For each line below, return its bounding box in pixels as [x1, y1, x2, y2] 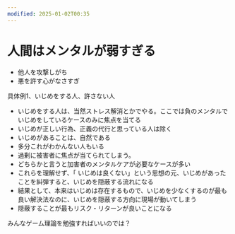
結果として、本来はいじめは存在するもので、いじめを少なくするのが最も [17, 186, 228, 194]
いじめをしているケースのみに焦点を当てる [17, 115, 141, 124]
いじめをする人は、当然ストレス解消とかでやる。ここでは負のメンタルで [17, 107, 228, 115]
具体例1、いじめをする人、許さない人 [7, 91, 115, 100]
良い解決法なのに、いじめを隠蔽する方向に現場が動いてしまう [17, 195, 197, 204]
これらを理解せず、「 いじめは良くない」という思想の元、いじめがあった [17, 168, 227, 177]
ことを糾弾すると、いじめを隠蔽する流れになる [17, 177, 154, 186]
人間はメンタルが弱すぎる [7, 43, 157, 59]
